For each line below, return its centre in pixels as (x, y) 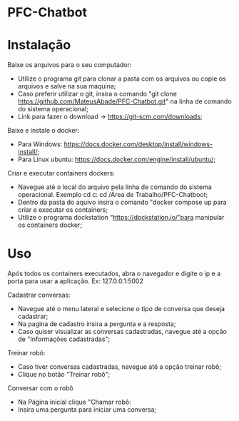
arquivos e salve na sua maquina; (67, 86)
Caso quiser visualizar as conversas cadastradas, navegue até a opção (122, 332)
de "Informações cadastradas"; (64, 339)
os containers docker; (50, 225)
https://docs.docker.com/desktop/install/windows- (138, 144)
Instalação (39, 45)
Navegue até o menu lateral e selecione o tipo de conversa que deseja (121, 309)
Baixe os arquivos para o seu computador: (70, 65)
